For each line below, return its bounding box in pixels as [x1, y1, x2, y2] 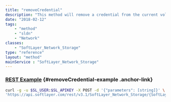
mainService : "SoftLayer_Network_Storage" [5, 59, 99, 64]
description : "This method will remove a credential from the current [5, 12, 158, 17]
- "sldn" [14, 31, 33, 36]
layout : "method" [5, 54, 42, 60]
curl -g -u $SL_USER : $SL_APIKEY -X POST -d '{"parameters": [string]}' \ [5, 87, 165, 93]
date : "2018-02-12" [5, 17, 47, 22]
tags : [5, 21, 17, 27]
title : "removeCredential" [5, 7, 63, 13]
